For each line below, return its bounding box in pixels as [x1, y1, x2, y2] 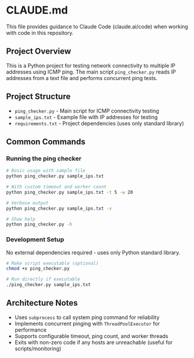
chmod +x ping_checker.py [6, 266, 70, 271]
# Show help [6, 216, 35, 222]
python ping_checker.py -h [6, 221, 73, 227]
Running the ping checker [6, 154, 81, 163]
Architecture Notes [6, 298, 78, 308]
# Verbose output [6, 200, 49, 206]
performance [14, 326, 47, 333]
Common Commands [6, 137, 86, 147]
